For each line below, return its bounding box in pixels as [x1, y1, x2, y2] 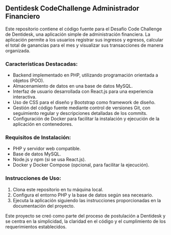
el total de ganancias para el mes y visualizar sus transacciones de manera [5, 42, 164, 48]
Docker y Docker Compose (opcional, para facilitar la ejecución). [12, 162, 149, 168]
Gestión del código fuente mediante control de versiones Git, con [12, 105, 151, 111]
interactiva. [12, 94, 37, 100]
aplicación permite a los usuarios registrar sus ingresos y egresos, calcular [5, 36, 163, 43]
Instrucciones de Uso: [5, 174, 61, 182]
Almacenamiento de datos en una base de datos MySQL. [12, 83, 133, 89]
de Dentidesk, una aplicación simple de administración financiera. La [5, 31, 151, 37]
